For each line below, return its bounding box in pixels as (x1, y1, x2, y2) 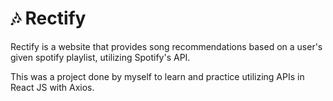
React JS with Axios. (10, 81, 95, 93)
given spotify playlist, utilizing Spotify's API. (10, 51, 191, 63)
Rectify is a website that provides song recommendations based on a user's (10, 40, 323, 52)
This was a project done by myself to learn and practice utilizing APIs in (10, 70, 305, 82)
